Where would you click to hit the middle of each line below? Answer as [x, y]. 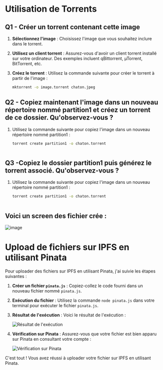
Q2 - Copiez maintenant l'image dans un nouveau [82, 103]
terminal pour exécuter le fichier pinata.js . [55, 305]
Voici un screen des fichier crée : [56, 216]
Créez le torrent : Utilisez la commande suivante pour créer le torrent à [83, 73]
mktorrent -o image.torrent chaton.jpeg [54, 87]
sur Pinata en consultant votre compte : [52, 339]
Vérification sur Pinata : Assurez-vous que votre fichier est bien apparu [84, 334]
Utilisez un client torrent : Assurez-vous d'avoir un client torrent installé [84, 53]
